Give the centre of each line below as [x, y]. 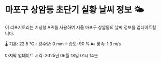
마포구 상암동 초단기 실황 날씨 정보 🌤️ [74, 10]
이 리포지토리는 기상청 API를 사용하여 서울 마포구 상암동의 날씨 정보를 [70, 27]
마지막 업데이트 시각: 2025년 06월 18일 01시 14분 [51, 55]
